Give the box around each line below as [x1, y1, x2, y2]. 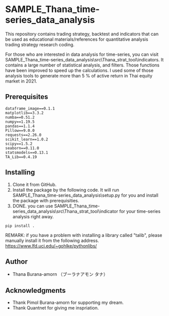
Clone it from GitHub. [12, 181, 57, 187]
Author [5, 257, 28, 266]
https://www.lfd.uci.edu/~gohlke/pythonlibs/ [5, 243, 97, 249]
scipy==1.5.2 [5, 141, 33, 146]
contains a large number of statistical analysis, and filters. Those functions [5, 62, 160, 68]
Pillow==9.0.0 [5, 128, 35, 133]
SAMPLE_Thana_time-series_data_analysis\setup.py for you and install [12, 192, 158, 198]
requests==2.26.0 [5, 132, 42, 137]
